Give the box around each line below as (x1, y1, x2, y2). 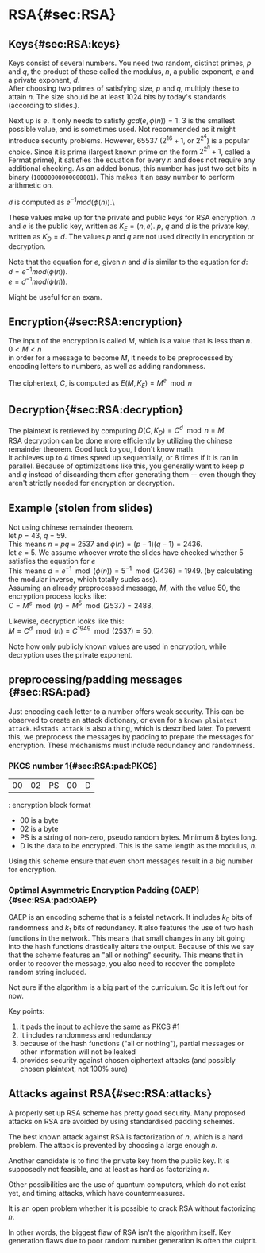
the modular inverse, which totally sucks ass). (8, 574, 158, 584)
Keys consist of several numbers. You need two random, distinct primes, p (8, 58, 252, 68)
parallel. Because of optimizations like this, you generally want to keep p (8, 461, 244, 471)
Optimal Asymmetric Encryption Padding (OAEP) (8, 885, 200, 895)
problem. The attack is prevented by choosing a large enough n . (8, 1140, 218, 1150)
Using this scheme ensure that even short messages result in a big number (8, 856, 253, 866)
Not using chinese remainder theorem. (8, 522, 134, 532)
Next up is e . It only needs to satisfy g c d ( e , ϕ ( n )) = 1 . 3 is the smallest (8, 116, 236, 125)
